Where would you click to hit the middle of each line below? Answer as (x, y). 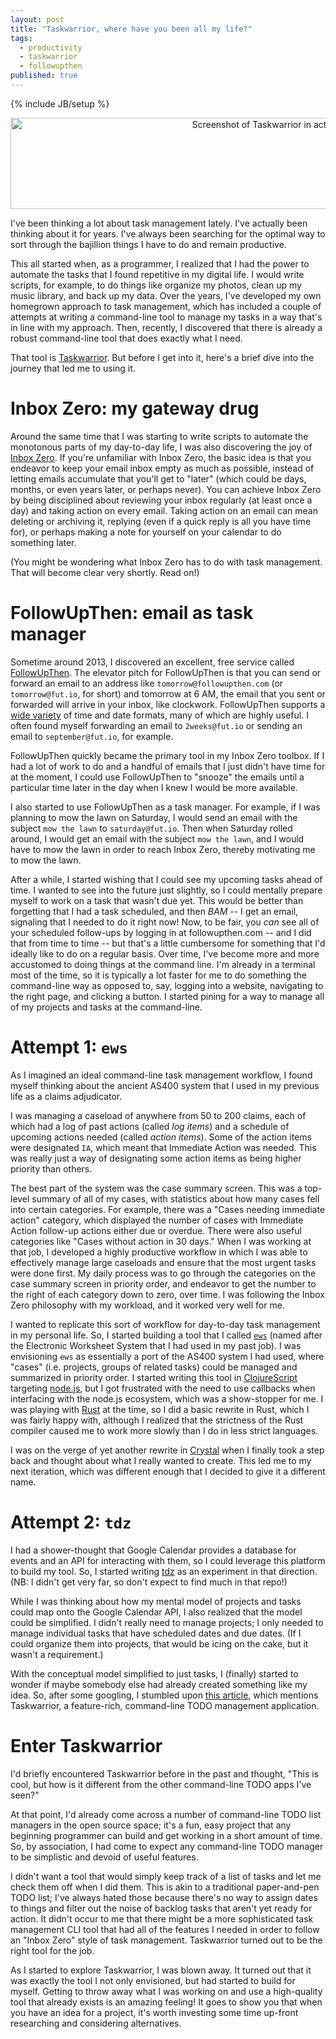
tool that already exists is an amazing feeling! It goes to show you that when (166, 2002)
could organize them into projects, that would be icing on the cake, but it (159, 1643)
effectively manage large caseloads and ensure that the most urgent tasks (163, 1262)
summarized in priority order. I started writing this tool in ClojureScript (154, 1377)
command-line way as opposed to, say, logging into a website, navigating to (167, 985)
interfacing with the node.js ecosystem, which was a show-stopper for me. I (167, 1398)
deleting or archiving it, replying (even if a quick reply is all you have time (161, 521)
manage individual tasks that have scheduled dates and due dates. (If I (156, 1633)
